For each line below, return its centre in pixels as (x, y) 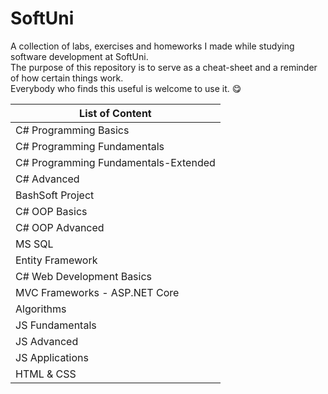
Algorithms (41, 309)
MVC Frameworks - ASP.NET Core (97, 292)
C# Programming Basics (72, 130)
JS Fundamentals (56, 325)
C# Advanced (47, 179)
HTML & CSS (46, 374)
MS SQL (34, 244)
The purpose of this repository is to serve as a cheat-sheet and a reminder (164, 67)
